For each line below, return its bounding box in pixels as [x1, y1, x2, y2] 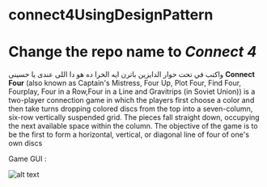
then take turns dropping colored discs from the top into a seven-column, [8, 104, 253, 114]
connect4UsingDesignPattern [8, 6, 214, 24]
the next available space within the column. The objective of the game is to [8, 121, 258, 131]
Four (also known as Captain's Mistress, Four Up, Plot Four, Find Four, [8, 79, 241, 88]
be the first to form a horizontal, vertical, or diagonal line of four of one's [8, 130, 249, 139]
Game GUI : [8, 154, 47, 164]
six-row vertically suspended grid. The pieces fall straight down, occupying [8, 113, 261, 122]
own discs [8, 138, 43, 148]
